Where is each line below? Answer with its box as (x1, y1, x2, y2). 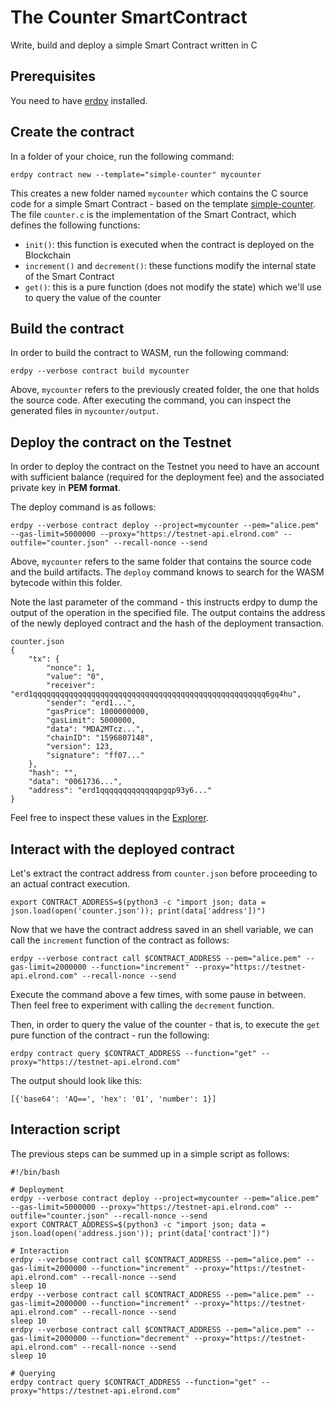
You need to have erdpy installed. (10, 94, 148, 106)
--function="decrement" (90, 1333, 190, 1343)
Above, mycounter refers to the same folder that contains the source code (10, 556, 312, 568)
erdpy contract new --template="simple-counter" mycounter (10, 169, 262, 180)
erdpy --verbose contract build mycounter (10, 366, 190, 376)
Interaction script (10, 1121, 121, 1138)
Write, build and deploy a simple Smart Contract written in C (10, 39, 258, 51)
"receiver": (46, 681, 97, 691)
